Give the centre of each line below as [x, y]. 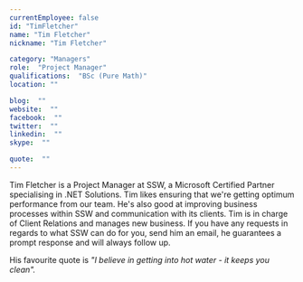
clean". [23, 269]
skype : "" [30, 143]
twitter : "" [34, 126]
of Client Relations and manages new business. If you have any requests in [149, 223]
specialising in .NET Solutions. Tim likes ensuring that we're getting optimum [152, 194]
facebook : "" [36, 117]
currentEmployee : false [54, 18]
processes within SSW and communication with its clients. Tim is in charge [149, 213]
